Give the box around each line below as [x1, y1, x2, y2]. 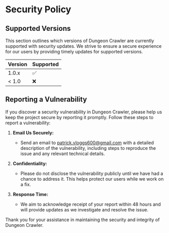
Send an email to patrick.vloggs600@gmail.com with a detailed [20, 140, 154, 146]
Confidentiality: [12, 160, 47, 166]
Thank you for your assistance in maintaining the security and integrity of [5, 217, 160, 223]
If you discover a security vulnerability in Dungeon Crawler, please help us [5, 109, 162, 115]
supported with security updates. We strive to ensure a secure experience [5, 43, 162, 49]
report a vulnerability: [5, 120, 51, 126]
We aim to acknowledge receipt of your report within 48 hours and [20, 201, 161, 207]
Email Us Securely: [12, 129, 54, 135]
